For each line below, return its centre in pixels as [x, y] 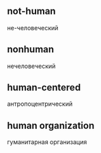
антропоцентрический [40, 104]
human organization [51, 125]
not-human [31, 11]
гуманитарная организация [47, 142]
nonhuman [31, 50]
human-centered [44, 87]
